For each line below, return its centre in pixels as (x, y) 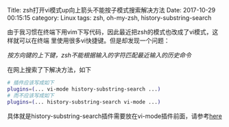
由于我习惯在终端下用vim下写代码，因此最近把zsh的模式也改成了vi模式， (110, 32)
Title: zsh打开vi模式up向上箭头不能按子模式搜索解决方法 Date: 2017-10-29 (111, 10)
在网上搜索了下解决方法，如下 (49, 70)
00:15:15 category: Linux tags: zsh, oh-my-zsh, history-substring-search (109, 18)
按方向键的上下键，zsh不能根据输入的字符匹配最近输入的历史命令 (99, 55)
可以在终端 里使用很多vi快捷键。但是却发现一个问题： (94, 41)
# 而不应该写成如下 (31, 95)
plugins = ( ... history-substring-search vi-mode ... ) (84, 102)
